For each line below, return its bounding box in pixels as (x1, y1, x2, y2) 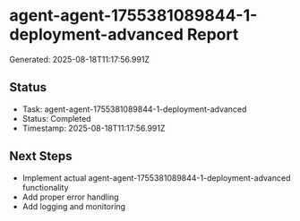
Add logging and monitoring (21, 200, 126, 211)
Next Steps (9, 149, 73, 164)
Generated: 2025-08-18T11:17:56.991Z (9, 54, 150, 64)
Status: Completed (21, 113, 91, 123)
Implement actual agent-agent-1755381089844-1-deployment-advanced (21, 172, 291, 183)
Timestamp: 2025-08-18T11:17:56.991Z (21, 123, 166, 133)
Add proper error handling (21, 191, 119, 202)
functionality (21, 182, 69, 192)
